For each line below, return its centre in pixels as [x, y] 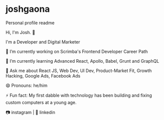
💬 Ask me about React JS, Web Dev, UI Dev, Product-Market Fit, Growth [79, 71]
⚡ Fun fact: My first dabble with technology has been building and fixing [79, 95]
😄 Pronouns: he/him [26, 85]
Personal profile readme [30, 23]
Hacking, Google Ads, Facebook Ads [43, 76]
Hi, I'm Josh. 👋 [20, 32]
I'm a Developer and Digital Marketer [43, 42]
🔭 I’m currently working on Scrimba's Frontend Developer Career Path [77, 51]
